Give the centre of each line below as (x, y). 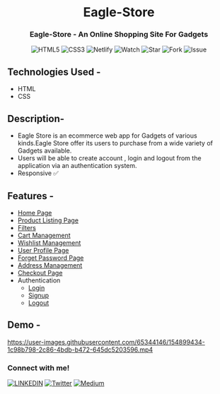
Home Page (35, 213)
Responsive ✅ (38, 173)
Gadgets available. (45, 151)
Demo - (24, 325)
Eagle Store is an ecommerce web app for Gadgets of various (107, 136)
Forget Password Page (51, 258)
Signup (39, 295)
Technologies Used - (54, 72)
